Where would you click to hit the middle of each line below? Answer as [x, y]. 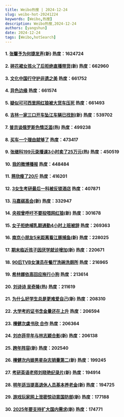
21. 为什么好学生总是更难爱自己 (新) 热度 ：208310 [55, 299]
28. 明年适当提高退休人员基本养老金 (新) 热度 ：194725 [60, 385]
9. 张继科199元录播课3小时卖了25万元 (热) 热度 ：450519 [62, 152]
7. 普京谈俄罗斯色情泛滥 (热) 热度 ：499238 [48, 127]
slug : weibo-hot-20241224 [31, 14]
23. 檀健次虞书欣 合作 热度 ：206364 [42, 323]
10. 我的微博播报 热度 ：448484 [37, 164]
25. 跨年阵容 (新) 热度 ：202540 [37, 348]
